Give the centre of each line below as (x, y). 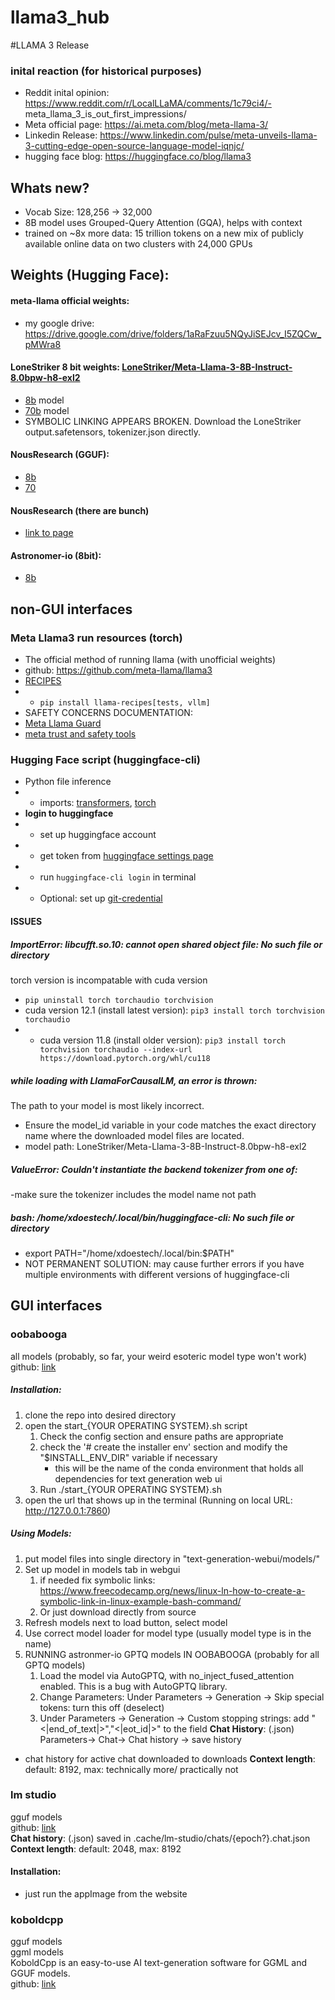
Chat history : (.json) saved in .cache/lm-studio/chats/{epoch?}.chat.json (160, 1838)
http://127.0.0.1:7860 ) (68, 1510)
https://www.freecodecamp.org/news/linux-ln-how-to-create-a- (172, 1590)
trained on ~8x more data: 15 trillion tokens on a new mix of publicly (164, 233)
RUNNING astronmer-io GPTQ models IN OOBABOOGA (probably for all (172, 1654)
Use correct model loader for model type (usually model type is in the (168, 1633)
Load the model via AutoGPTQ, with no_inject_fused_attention (167, 1675)
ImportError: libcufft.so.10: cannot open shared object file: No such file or (166, 944)
